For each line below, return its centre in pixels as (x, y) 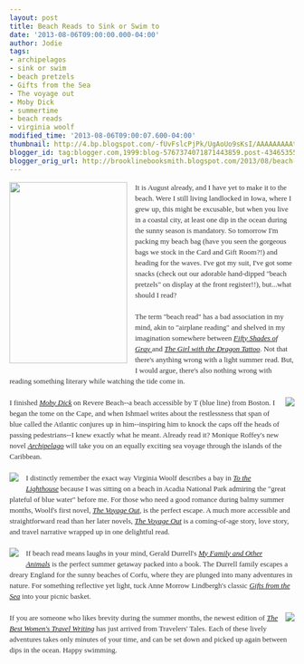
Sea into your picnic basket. (51, 596)
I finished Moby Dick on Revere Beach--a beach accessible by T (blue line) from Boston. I (142, 403)
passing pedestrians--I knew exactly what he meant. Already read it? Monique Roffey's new (144, 434)
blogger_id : (32, 152)
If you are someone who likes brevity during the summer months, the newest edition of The (144, 617)
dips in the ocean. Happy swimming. (63, 650)
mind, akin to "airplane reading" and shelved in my (210, 327)
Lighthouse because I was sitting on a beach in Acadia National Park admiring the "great (156, 489)
